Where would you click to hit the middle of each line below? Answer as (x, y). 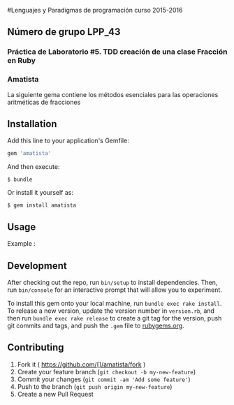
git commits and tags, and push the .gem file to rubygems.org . (96, 325)
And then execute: (34, 167)
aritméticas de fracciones (44, 102)
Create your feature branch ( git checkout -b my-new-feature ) (107, 371)
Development (37, 266)
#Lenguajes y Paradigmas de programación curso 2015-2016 (95, 10)
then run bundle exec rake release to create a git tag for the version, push (115, 318)
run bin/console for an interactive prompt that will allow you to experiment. (115, 290)
